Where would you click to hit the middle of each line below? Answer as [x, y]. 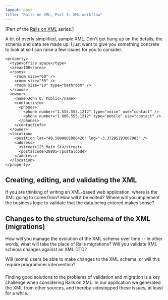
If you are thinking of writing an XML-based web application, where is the [81, 192]
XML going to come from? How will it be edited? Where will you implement [82, 198]
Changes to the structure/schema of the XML [78, 219]
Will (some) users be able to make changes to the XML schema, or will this [83, 259]
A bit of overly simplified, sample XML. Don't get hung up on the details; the [84, 39]
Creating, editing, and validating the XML [71, 180]
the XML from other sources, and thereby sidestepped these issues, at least [84, 288]
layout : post [19, 10]
